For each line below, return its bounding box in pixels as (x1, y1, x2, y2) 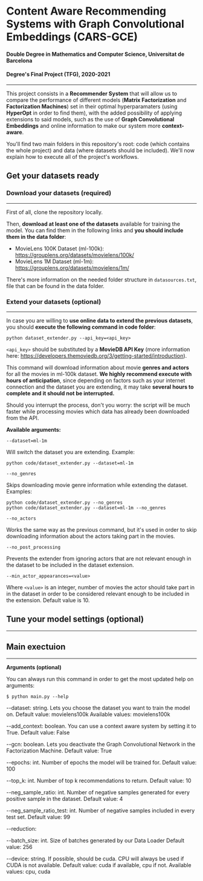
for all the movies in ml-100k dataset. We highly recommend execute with (6, 370, 192, 377)
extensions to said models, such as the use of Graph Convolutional (6, 115, 175, 122)
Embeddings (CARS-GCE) (6, 30, 138, 44)
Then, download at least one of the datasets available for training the (6, 220, 180, 227)
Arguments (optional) (6, 663, 62, 671)
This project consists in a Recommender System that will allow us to (6, 90, 178, 97)
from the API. (6, 414, 39, 421)
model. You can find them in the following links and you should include (6, 226, 184, 234)
